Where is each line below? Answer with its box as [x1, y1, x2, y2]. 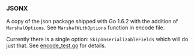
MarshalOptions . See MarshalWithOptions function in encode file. [6, 24, 165, 31]
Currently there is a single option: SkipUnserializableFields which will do [6, 36, 189, 43]
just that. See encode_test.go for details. [6, 42, 106, 49]
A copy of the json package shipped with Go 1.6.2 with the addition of [6, 18, 178, 25]
